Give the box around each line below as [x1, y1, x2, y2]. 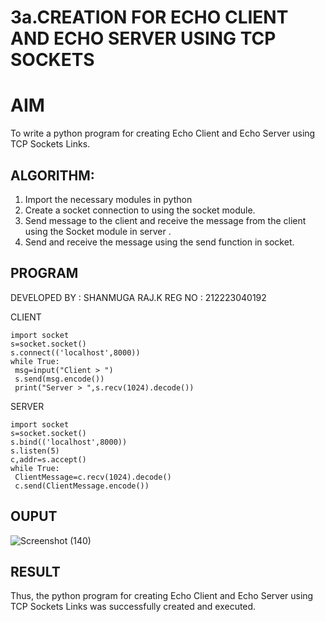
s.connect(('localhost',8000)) [10, 347, 141, 358]
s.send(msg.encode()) [14, 374, 105, 384]
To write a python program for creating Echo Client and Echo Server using [10, 127, 316, 140]
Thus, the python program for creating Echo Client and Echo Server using [10, 590, 314, 602]
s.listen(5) [10, 446, 60, 456]
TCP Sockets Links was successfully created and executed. [10, 601, 257, 613]
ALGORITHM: [10, 167, 95, 184]
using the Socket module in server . [24, 225, 172, 237]
